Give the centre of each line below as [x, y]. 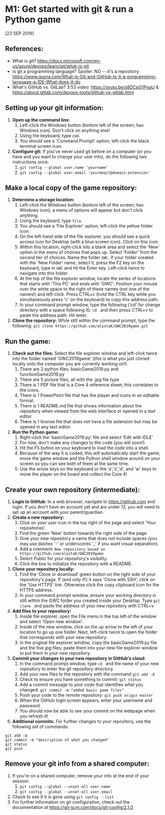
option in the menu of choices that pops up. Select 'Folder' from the [88, 252]
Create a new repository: [38, 517]
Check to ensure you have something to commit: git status [81, 679]
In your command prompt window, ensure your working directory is [88, 595]
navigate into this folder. [44, 273]
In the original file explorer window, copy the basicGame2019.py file [88, 642]
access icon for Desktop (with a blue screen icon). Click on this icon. [89, 242]
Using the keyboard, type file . [51, 221]
